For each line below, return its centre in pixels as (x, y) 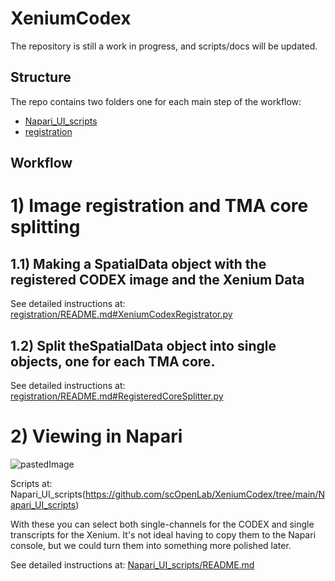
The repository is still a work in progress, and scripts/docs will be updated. (164, 46)
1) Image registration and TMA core (159, 206)
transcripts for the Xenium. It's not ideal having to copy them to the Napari (163, 534)
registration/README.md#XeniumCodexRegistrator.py (121, 314)
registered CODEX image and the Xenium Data (157, 279)
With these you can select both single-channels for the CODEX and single (162, 524)
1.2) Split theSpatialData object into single (143, 345)
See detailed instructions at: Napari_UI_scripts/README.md (132, 564)
